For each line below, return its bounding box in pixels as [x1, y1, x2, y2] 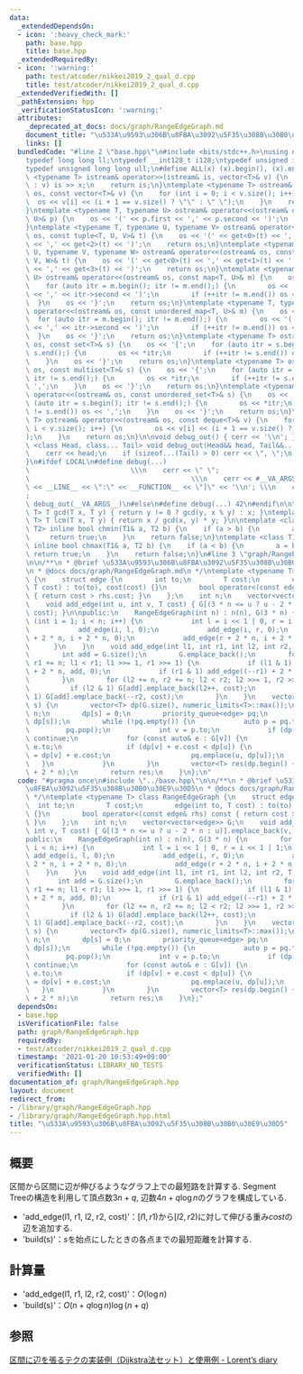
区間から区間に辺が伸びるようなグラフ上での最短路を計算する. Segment [9, 1180, 277, 1191]
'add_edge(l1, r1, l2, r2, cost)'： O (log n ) [22, 1288, 168, 1299]
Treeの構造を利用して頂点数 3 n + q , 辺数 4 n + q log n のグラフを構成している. [9, 1192, 287, 1203]
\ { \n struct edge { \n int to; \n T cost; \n [25, 574, 260, 584]
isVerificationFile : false [17, 1019, 119, 1028]
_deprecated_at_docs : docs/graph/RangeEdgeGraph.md [25, 123, 224, 132]
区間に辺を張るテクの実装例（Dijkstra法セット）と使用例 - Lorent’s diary [9, 1354, 278, 1365]
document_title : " [25, 131, 95, 140]
